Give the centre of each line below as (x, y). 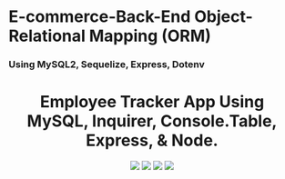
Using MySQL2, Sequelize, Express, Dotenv (107, 65)
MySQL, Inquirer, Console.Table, (152, 121)
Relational (47, 36)
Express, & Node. (152, 140)
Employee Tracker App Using (152, 102)
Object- (224, 17)
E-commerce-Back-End (100, 17)
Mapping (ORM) (150, 36)
